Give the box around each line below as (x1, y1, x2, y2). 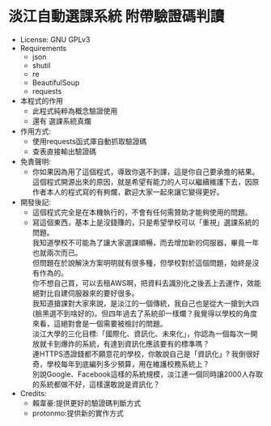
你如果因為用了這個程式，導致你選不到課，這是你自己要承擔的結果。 (32, 167, 260, 177)
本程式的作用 (19, 96, 63, 105)
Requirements (19, 43, 67, 53)
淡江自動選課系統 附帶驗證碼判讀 (8, 7, 225, 26)
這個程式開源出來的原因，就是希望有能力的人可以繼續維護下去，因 (32, 177, 252, 186)
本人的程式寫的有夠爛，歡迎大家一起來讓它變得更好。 (46, 187, 224, 197)
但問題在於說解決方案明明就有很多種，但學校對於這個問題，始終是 (32, 258, 252, 267)
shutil (32, 60, 51, 70)
